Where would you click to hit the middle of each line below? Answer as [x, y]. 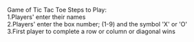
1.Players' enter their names [46, 17]
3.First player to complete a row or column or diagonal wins [91, 31]
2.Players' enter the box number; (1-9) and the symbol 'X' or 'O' [97, 24]
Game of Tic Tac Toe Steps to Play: [57, 10]
